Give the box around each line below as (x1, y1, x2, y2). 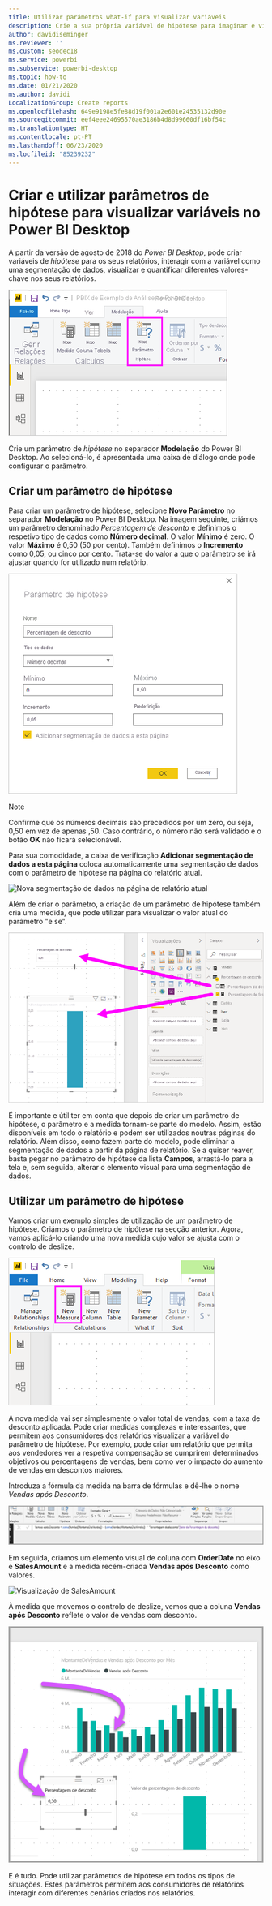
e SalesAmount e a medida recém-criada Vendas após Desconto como (8, 1561, 249, 1571)
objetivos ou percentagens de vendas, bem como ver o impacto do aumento (8, 1456, 263, 1466)
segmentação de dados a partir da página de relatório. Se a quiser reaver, (8, 1145, 255, 1155)
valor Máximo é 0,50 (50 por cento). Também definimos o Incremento (8, 540, 244, 550)
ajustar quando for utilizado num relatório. (8, 557, 148, 567)
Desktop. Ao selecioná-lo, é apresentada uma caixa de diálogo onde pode (8, 452, 256, 462)
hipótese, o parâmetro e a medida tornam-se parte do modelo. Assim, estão (8, 1119, 261, 1129)
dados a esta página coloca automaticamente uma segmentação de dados (8, 859, 259, 869)
